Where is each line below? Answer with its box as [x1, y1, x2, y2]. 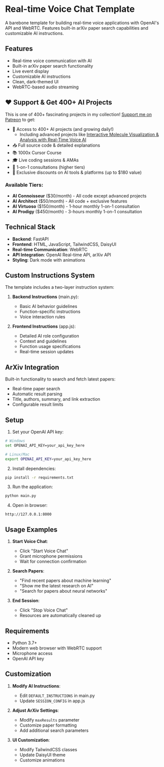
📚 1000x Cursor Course [12, 150, 62, 155]
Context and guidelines [19, 338, 67, 344]
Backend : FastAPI [12, 236, 49, 242]
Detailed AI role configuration [19, 333, 79, 339]
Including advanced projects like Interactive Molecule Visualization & [19, 131, 159, 137]
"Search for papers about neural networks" [19, 588, 107, 594]
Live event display [12, 68, 49, 74]
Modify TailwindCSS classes [19, 746, 77, 752]
